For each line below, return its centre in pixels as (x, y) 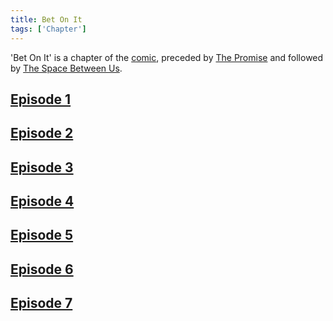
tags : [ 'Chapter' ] (48, 29)
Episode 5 (42, 235)
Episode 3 (42, 167)
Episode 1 (41, 99)
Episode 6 (42, 269)
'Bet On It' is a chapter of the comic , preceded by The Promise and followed (167, 57)
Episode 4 (42, 201)
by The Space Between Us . (66, 68)
